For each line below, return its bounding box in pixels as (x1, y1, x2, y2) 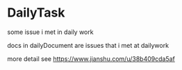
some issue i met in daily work (7, 28, 94, 36)
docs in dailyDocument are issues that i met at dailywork (7, 41, 169, 49)
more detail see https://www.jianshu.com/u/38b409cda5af (7, 54, 175, 63)
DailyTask (7, 5, 65, 21)
